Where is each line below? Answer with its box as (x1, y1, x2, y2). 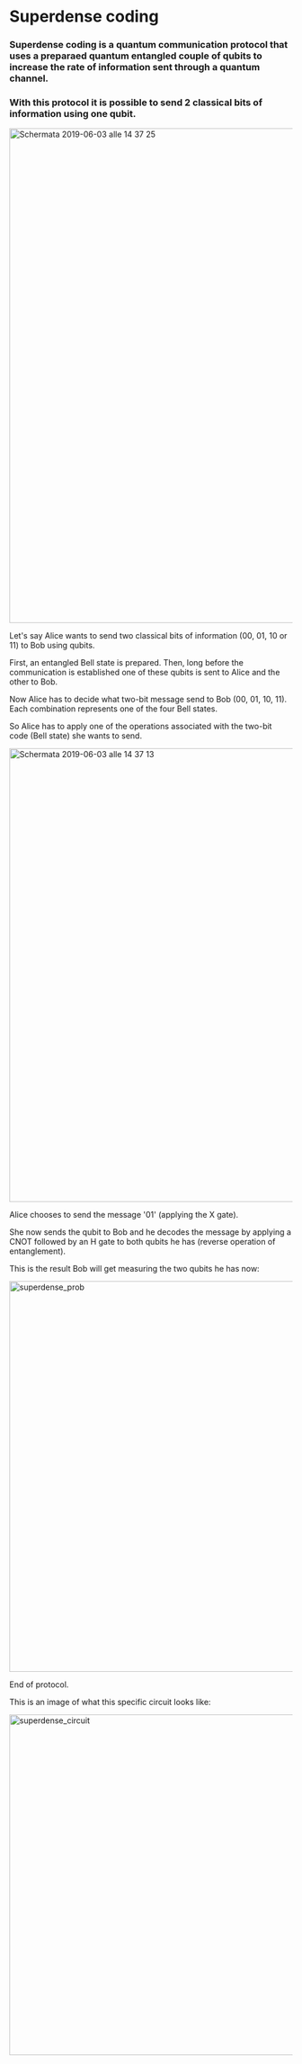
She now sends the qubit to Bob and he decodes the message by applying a (9, 1227, 292, 1238)
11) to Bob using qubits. (9, 640, 95, 651)
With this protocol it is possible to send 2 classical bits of (9, 96, 263, 109)
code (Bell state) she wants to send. (9, 730, 142, 741)
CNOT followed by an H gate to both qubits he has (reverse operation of (9, 1237, 276, 1247)
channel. (9, 72, 49, 85)
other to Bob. (9, 676, 58, 687)
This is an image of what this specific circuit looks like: (9, 1697, 211, 1708)
